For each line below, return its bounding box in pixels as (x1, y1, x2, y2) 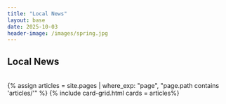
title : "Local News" (7, 10, 68, 17)
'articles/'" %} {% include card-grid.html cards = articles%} (7, 89, 180, 98)
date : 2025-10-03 (7, 23, 58, 30)
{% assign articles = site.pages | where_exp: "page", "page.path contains (7, 82, 220, 90)
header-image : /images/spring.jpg (7, 29, 109, 37)
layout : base (7, 17, 46, 24)
